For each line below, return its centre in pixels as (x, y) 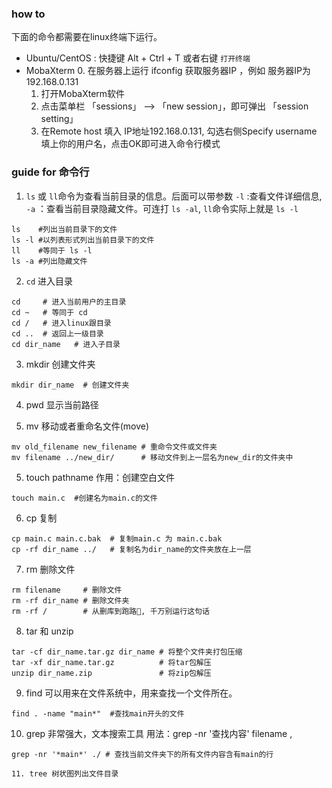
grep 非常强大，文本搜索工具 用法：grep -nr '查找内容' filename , (159, 733)
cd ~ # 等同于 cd (49, 312)
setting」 (59, 119)
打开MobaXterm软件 (83, 94)
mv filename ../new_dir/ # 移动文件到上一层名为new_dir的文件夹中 (152, 457)
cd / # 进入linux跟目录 (61, 323)
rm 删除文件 (50, 569)
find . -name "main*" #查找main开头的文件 (98, 713)
